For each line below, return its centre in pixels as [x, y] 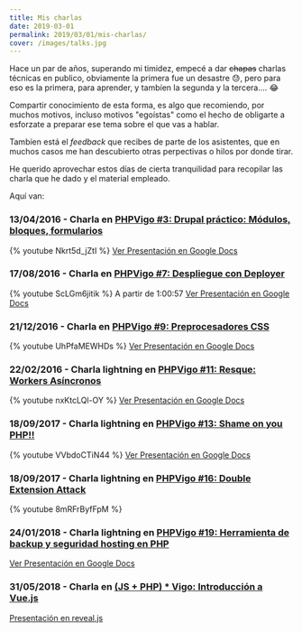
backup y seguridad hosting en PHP [89, 544]
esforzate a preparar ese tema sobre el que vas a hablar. [114, 125]
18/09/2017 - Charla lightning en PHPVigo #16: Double [130, 478]
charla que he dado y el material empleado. [90, 179]
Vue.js [24, 599]
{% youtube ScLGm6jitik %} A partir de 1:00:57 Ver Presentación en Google [150, 293]
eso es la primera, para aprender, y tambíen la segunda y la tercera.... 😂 [144, 88]
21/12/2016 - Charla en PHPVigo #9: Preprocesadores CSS [140, 326]
